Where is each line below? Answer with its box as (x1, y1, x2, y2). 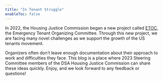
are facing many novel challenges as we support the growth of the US (5, 35, 145, 41)
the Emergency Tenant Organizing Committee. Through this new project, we (5, 30, 158, 36)
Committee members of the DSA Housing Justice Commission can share (5, 60, 151, 66)
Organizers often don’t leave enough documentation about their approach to (5, 49, 158, 56)
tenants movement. (5, 40, 44, 46)
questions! (5, 70, 26, 76)
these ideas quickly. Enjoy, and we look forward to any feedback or (5, 65, 140, 71)
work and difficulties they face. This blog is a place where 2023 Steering (5, 55, 151, 61)
